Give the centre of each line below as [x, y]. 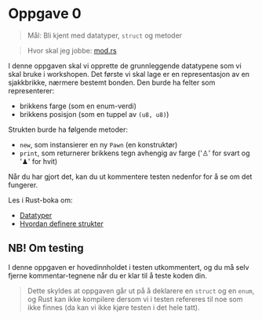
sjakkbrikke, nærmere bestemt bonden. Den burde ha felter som [112, 82]
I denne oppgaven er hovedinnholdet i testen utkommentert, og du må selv [129, 267]
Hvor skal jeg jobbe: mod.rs [72, 50]
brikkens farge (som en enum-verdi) [78, 106]
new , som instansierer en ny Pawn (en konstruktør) [98, 144]
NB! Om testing [46, 248]
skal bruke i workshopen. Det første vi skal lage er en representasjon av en [129, 74]
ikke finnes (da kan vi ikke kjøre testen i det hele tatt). [113, 307]
